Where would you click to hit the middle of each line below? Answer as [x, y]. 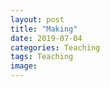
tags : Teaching [42, 57]
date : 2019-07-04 [46, 38]
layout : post [37, 19]
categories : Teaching [55, 47]
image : [24, 66]
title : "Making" [44, 29]
